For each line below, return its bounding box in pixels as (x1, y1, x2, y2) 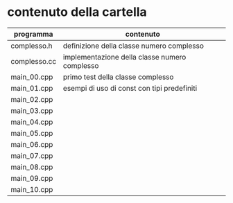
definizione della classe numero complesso (62, 41, 205, 51)
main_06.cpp (10, 139, 53, 149)
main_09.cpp (10, 173, 53, 183)
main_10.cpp (10, 184, 53, 194)
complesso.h (10, 41, 53, 51)
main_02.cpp (10, 94, 53, 104)
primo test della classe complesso (62, 72, 174, 82)
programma (13, 29, 53, 39)
